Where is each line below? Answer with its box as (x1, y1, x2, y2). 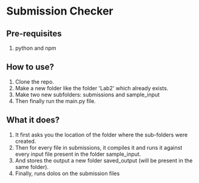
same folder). (15, 163, 49, 170)
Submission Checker (6, 4, 113, 18)
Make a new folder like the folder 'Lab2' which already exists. (15, 84, 169, 91)
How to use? (6, 62, 55, 72)
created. (15, 138, 36, 145)
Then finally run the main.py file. (15, 97, 96, 104)
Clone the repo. (15, 78, 55, 85)
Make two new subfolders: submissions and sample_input (15, 91, 160, 98)
